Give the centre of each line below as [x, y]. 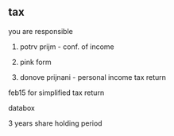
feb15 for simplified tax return [56, 93]
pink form [35, 62]
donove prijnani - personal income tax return [93, 77]
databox [22, 108]
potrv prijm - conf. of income [67, 47]
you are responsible [41, 31]
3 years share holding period [55, 123]
